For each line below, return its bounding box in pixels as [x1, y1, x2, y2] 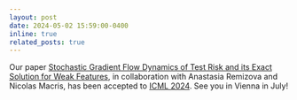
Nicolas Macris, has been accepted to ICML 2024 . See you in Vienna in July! [9, 81, 289, 91]
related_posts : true [9, 37, 86, 47]
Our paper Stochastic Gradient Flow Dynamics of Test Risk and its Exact [9, 62, 272, 73]
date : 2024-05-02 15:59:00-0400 [9, 21, 129, 30]
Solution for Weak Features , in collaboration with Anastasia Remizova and [9, 72, 277, 82]
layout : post [9, 12, 58, 22]
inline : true [9, 29, 58, 38]
